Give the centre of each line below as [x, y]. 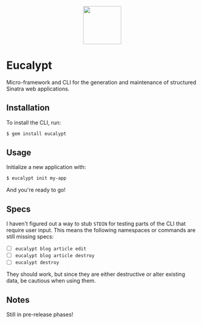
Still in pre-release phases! [40, 315]
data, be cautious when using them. [51, 281]
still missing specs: [30, 236]
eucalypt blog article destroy [55, 256]
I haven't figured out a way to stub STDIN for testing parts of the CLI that [96, 224]
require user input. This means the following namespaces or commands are [101, 230]
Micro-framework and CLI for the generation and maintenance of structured [101, 82]
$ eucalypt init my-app [37, 178]
